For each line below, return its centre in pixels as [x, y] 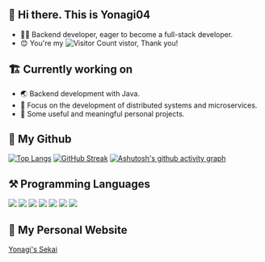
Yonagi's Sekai [33, 249]
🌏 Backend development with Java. [80, 93]
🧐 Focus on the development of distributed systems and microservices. [139, 105]
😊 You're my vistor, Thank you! [99, 43]
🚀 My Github [40, 139]
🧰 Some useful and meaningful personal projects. [102, 113]
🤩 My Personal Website [68, 230]
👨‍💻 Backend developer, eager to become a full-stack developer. [126, 34]
